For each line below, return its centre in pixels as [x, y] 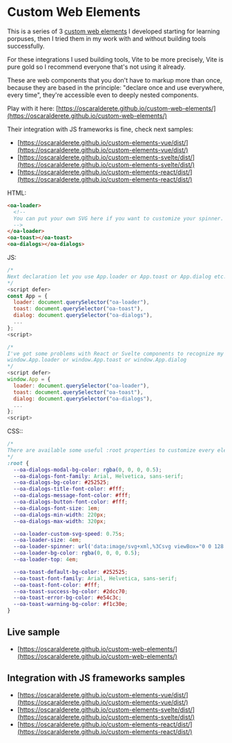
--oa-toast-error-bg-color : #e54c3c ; [68, 598]
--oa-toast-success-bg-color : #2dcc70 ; [71, 591]
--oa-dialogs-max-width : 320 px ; [60, 521]
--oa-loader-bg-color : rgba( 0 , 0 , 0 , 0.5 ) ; [77, 553]
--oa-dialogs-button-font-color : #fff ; [71, 502]
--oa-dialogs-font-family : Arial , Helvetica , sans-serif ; [99, 476]
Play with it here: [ [33, 108]
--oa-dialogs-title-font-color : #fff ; [69, 489]
